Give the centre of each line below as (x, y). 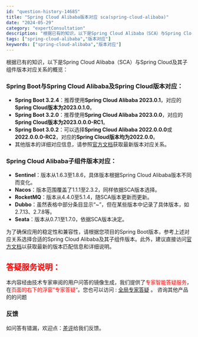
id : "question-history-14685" (43, 12)
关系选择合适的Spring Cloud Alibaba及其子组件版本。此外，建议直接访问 (99, 239)
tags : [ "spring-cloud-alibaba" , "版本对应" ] (58, 39)
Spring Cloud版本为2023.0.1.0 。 (55, 107)
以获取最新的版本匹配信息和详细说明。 (68, 247)
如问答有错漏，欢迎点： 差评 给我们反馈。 (55, 328)
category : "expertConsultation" (46, 28)
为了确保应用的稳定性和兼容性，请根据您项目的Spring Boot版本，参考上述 (95, 232)
